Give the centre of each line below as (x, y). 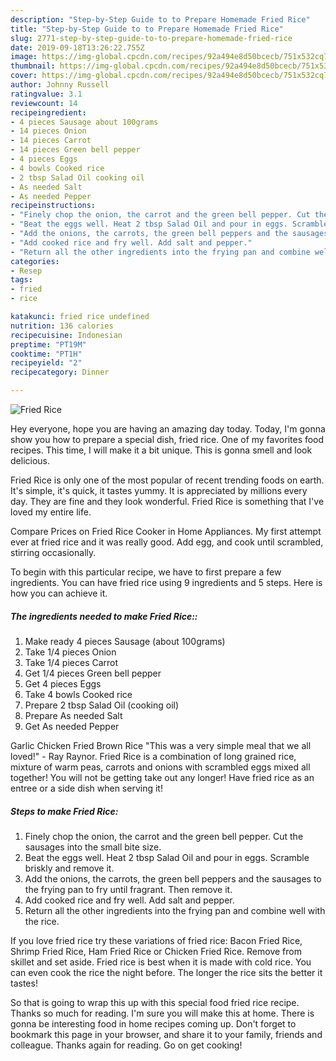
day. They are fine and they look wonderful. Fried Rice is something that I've (167, 501)
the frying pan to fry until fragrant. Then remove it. (128, 889)
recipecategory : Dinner (60, 372)
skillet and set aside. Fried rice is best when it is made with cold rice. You (161, 962)
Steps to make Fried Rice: (64, 811)
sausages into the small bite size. (93, 847)
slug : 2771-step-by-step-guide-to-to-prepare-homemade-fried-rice (151, 38)
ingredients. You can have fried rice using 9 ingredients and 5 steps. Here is (166, 582)
